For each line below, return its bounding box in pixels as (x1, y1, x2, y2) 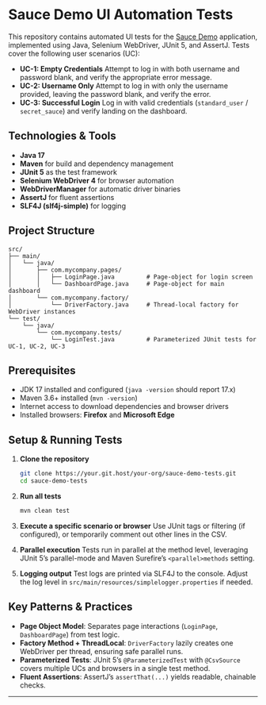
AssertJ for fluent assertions (19, 192, 115, 202)
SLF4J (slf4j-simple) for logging (19, 201, 127, 210)
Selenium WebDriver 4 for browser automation (19, 175, 174, 185)
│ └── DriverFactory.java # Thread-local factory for (8, 300, 239, 309)
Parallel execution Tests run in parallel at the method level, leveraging (19, 545, 249, 554)
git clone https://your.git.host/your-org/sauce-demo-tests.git (19, 470, 237, 478)
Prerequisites (8, 364, 76, 377)
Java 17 (19, 150, 45, 160)
